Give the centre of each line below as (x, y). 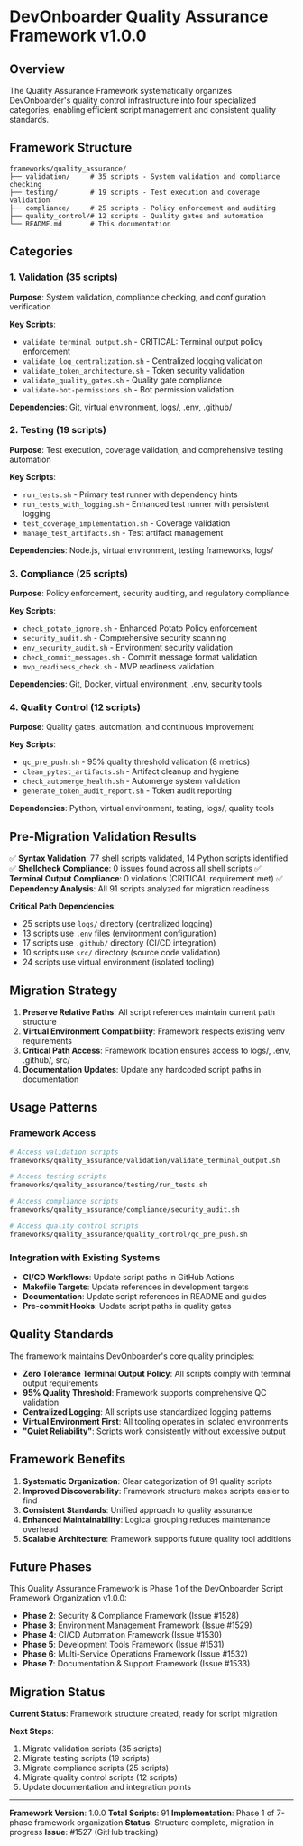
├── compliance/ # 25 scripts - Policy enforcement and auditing (143, 208)
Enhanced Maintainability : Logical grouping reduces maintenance (146, 1519)
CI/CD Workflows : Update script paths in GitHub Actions (128, 1277)
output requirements (60, 1383)
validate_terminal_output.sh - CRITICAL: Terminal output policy (142, 341)
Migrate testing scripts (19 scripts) (86, 1758)
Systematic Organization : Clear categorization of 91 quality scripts (147, 1481)
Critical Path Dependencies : (63, 906)
